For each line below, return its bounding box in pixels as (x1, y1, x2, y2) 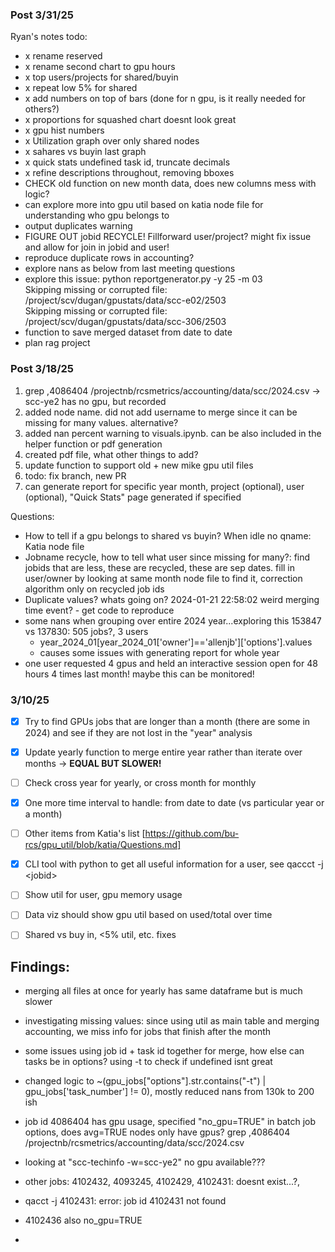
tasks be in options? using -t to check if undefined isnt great (24, 1056, 273, 1068)
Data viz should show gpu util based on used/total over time (24, 909, 273, 921)
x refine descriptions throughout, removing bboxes (24, 167, 235, 179)
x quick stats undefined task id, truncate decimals (24, 156, 231, 168)
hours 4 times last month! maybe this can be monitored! (24, 668, 255, 680)
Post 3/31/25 (10, 8, 74, 22)
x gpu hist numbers (24, 124, 105, 137)
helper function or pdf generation (24, 438, 163, 450)
